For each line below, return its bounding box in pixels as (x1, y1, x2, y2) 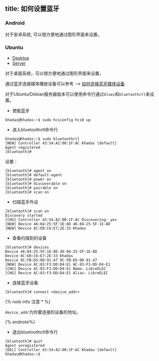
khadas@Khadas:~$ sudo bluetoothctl (5, 136, 80, 141)
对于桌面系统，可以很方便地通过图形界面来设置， (5, 70, 104, 76)
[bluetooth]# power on (5, 177, 51, 182)
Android (5, 20, 25, 26)
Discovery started (5, 213, 43, 218)
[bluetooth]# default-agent (5, 172, 63, 177)
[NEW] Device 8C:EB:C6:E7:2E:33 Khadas (5, 226, 87, 231)
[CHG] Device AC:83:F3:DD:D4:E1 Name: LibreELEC (5, 266, 106, 271)
